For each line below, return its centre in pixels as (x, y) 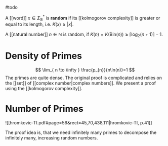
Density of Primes (44, 56)
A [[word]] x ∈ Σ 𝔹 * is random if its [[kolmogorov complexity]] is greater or (83, 18)
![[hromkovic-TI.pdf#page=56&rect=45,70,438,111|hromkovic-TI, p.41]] (79, 123)
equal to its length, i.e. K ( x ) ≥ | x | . (39, 24)
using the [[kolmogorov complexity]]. (44, 89)
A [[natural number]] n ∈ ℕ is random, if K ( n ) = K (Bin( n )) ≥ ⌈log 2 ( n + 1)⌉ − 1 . (84, 35)
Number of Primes (44, 109)
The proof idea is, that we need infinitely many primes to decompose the (81, 132)
